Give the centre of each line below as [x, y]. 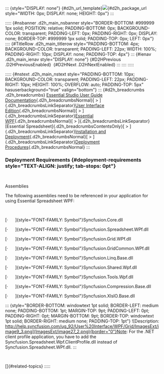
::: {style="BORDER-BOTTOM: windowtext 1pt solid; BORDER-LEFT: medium [82, 306]
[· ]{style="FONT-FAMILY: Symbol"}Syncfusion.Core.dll [64, 220]
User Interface [90, 105]
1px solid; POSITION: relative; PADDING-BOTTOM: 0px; [61, 28]
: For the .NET [140, 332]
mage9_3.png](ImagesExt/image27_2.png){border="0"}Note [66, 332]
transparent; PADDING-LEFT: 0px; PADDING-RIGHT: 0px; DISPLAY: [90, 33]
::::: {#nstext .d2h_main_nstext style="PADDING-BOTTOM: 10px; [70, 74]
